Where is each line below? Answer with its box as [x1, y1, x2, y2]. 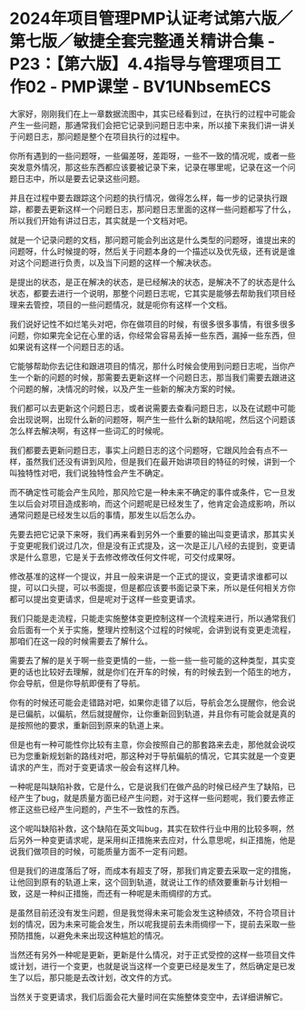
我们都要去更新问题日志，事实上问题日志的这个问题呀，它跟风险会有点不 [9, 445, 280, 455]
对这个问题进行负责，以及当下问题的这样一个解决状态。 [9, 256, 216, 268]
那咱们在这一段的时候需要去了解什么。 [9, 636, 152, 646]
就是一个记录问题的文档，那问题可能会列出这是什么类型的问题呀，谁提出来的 [9, 234, 296, 245]
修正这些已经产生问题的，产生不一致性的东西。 [9, 804, 184, 815]
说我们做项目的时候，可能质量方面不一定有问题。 [9, 846, 192, 856]
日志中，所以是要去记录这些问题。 [16, 173, 145, 184]
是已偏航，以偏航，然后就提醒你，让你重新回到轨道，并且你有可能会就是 [9, 708, 280, 719]
